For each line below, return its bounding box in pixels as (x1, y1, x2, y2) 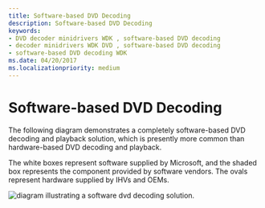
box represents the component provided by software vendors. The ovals (8, 166, 248, 176)
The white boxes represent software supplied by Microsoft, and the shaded (8, 157, 257, 167)
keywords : (8, 27, 42, 35)
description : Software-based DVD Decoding (8, 19, 153, 27)
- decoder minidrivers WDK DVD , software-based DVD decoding (8, 42, 221, 50)
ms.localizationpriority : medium (8, 64, 120, 72)
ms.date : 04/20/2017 (8, 57, 78, 65)
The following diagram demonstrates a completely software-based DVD (8, 125, 247, 135)
